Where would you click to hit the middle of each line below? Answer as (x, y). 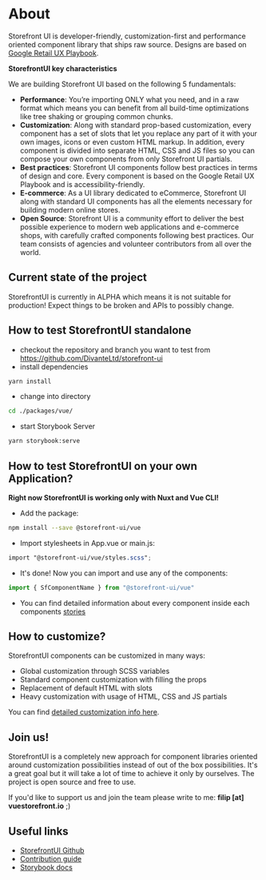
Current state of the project (78, 278)
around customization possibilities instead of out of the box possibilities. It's (133, 765)
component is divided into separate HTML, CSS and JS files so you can (137, 150)
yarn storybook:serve (44, 441)
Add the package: (49, 513)
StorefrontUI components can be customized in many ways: (107, 655)
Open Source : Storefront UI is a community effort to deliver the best (132, 218)
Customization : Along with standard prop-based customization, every (135, 125)
